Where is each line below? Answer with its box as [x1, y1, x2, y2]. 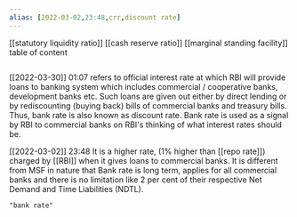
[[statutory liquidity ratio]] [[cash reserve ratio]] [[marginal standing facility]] [9, 37, 288, 48]
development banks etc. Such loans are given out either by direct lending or [9, 91, 287, 101]
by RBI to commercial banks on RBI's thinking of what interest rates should [9, 119, 283, 130]
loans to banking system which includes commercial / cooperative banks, [9, 81, 278, 92]
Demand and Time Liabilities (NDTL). [9, 183, 144, 194]
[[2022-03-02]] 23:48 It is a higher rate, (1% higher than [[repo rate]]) [9, 146, 266, 157]
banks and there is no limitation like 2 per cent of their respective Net [9, 174, 262, 185]
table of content [9, 46, 68, 58]
